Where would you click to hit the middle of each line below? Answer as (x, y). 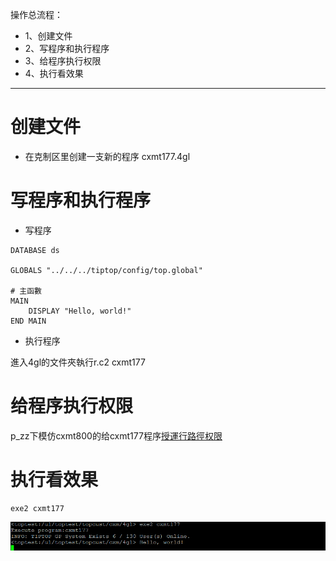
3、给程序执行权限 (63, 61)
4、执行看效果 (54, 73)
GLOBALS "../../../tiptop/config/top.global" (106, 270)
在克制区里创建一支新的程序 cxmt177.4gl (107, 156)
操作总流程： (36, 14)
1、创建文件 (48, 36)
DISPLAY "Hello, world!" (80, 311)
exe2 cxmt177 (37, 508)
